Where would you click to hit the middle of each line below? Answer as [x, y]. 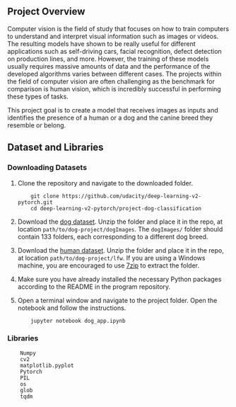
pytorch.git [35, 202]
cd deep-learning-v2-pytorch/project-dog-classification [116, 208]
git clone [45, 196]
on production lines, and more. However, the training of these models [108, 59]
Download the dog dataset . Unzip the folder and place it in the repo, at [120, 222]
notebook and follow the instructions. [72, 308]
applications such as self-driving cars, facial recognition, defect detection [115, 51]
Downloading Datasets [47, 168]
